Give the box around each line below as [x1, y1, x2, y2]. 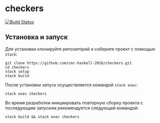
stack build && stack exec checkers [5, 114, 80, 119]
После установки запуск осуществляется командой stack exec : [5, 82, 138, 88]
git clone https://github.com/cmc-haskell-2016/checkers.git [5, 60, 132, 66]
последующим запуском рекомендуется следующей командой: [5, 105, 139, 111]
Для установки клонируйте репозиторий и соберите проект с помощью [5, 46, 156, 52]
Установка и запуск [5, 33, 68, 41]
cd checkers [5, 65, 29, 70]
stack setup [5, 69, 29, 74]
